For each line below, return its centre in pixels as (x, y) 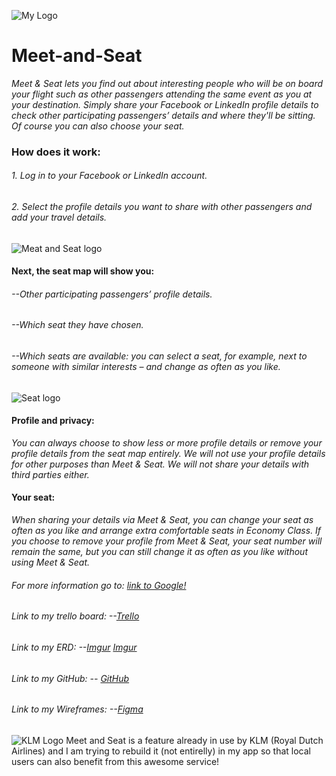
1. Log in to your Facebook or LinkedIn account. (109, 176)
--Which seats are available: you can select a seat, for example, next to (159, 356)
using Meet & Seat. (50, 562)
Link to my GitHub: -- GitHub (70, 678)
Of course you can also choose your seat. (98, 126)
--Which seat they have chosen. (77, 325)
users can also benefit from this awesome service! (115, 761)
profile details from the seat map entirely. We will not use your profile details (168, 453)
